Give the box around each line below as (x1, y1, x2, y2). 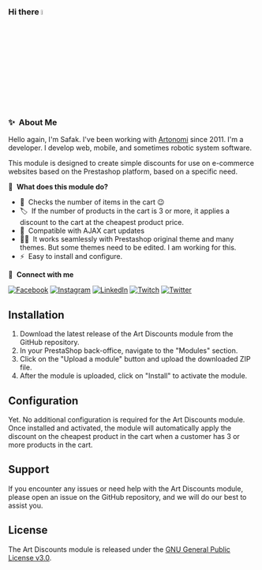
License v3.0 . (8, 553, 52, 562)
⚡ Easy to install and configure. (19, 252, 123, 261)
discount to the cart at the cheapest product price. (19, 218, 184, 227)
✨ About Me (8, 117, 58, 128)
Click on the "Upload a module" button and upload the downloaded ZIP (19, 354, 251, 364)
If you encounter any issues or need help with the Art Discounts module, (8, 484, 243, 493)
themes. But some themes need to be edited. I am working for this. (19, 243, 237, 253)
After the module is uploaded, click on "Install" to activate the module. (19, 371, 248, 381)
